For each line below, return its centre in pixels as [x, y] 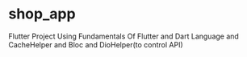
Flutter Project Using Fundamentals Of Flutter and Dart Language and [124, 36]
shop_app [42, 14]
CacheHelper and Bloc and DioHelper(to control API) [96, 44]
